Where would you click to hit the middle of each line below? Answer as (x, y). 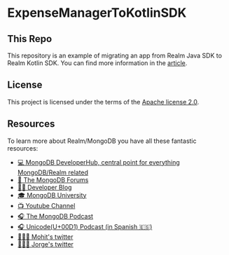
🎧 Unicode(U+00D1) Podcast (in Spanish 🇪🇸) (85, 226)
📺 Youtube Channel (46, 205)
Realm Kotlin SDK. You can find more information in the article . (97, 63)
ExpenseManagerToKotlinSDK (97, 13)
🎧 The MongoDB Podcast (55, 216)
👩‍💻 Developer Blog (44, 187)
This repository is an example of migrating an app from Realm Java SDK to (115, 55)
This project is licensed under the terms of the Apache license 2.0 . (103, 102)
